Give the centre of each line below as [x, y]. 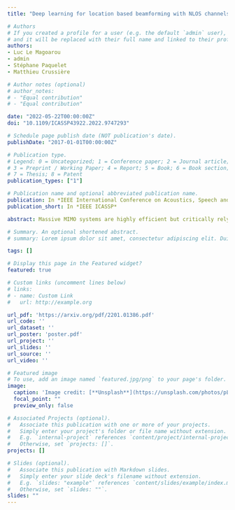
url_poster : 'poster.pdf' [45, 334]
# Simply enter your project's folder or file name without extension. [117, 431]
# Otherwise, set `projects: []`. [60, 444]
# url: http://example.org [50, 302]
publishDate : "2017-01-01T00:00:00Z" [62, 142]
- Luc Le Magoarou [34, 52]
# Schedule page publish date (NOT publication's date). [92, 136]
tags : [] [20, 251]
